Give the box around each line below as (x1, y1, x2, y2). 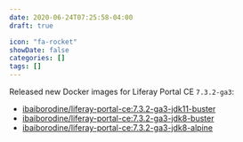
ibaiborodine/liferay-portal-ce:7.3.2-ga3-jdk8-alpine (21, 122, 214, 133)
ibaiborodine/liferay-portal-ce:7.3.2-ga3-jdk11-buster (21, 104, 216, 114)
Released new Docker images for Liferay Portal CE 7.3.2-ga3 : (9, 86, 234, 97)
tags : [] (9, 62, 42, 71)
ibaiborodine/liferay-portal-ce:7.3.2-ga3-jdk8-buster (21, 113, 215, 123)
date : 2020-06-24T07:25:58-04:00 (9, 12, 134, 22)
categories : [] (9, 54, 66, 63)
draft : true (9, 21, 53, 30)
